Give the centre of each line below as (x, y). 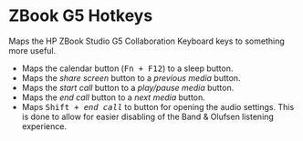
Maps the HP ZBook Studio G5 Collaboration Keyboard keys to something (146, 41)
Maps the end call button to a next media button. (114, 97)
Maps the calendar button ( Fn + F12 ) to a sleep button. (127, 68)
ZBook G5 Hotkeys (81, 16)
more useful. (32, 50)
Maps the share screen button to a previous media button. (131, 77)
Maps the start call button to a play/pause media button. (128, 87)
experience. (44, 126)
